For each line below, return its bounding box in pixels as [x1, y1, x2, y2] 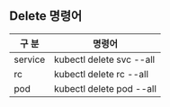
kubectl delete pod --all [53, 82, 157, 94]
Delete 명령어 [9, 8, 83, 24]
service [13, 53, 46, 66]
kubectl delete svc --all [53, 53, 156, 66]
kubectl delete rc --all [53, 67, 149, 80]
